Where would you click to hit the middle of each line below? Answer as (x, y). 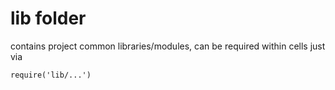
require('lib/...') (51, 75)
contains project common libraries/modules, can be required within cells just (168, 46)
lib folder (48, 18)
